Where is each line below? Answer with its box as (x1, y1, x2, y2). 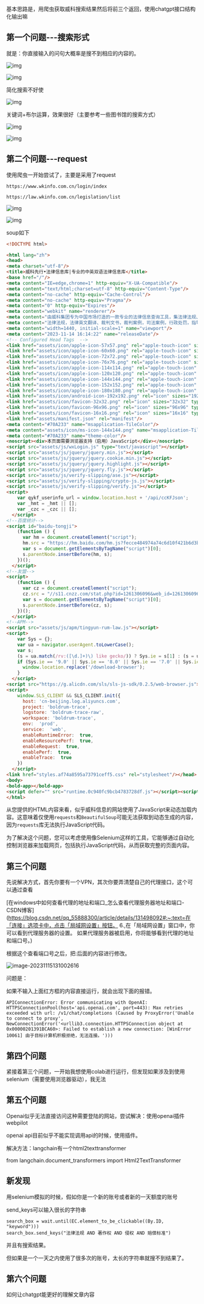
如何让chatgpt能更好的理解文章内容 (6, 1291, 95, 1299)
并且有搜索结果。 (6, 1241, 49, 1249)
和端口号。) (6, 937, 33, 944)
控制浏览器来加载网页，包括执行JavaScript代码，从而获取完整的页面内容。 (6, 842, 193, 849)
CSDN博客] (6, 907, 35, 914)
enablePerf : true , (22, 749, 72, 755)
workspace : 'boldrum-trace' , (22, 715, 97, 721)
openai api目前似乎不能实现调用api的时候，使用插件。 (6, 1131, 141, 1139)
